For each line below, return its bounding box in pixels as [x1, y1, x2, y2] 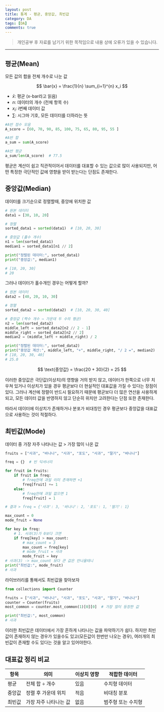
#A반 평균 [5, 149, 22, 154]
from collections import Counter [5, 587, 73, 591]
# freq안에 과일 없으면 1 [22, 491, 68, 496]
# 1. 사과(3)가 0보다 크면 [14, 531, 61, 536]
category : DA [5, 16, 32, 21]
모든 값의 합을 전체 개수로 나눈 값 [5, 73, 67, 79]
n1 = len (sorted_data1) [5, 240, 54, 244]
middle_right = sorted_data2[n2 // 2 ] [5, 330, 84, 335]
